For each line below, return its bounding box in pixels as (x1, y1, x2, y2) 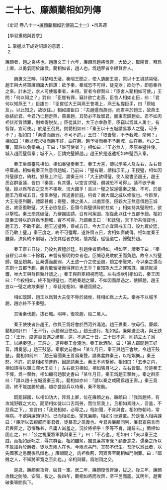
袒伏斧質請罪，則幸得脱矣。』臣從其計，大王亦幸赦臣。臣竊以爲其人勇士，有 (5, 119, 160, 125)
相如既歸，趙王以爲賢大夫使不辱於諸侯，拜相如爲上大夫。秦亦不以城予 (13, 294, 158, 300)
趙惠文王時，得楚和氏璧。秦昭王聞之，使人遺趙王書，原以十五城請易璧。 (13, 76, 162, 82)
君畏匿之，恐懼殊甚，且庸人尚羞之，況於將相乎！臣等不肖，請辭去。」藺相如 (5, 425, 160, 431)
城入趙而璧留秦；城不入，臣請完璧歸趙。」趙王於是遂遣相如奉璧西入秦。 (5, 150, 151, 156)
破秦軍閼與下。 (5, 479, 36, 485)
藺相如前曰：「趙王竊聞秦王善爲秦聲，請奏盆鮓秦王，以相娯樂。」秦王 (15, 352, 156, 358)
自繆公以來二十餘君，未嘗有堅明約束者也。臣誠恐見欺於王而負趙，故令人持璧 (5, 252, 162, 258)
